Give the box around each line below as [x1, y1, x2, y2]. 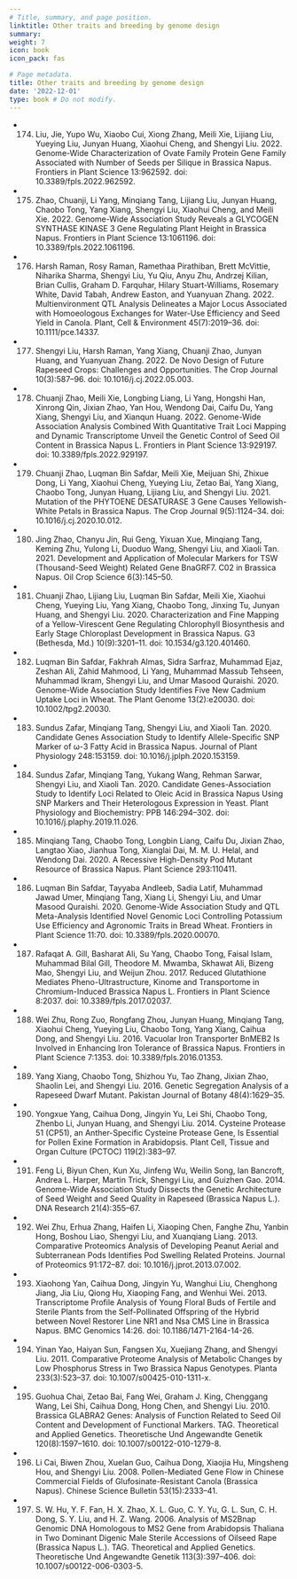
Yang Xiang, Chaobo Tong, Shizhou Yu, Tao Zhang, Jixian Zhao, [35, 1070, 269, 1082]
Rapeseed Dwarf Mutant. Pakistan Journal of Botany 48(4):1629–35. [35, 1090, 285, 1100]
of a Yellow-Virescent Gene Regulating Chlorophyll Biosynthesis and [35, 618, 285, 629]
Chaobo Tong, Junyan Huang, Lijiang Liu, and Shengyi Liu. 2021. [35, 487, 271, 497]
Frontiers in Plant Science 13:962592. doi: [35, 166, 188, 177]
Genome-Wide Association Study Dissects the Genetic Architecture [35, 1184, 282, 1194]
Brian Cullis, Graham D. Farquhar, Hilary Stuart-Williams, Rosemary [35, 279, 279, 290]
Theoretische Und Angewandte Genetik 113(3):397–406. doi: [35, 1551, 256, 1561]
